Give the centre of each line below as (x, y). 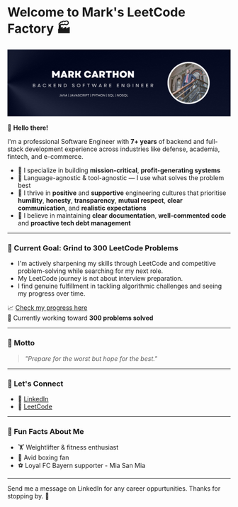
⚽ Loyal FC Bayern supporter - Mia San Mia (81, 466)
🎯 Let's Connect (35, 384)
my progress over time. (51, 294)
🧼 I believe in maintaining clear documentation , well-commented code (122, 216)
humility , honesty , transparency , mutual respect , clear (100, 201)
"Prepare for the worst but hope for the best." (91, 358)
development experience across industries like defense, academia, (122, 149)
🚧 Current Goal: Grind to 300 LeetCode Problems (93, 247)
